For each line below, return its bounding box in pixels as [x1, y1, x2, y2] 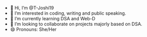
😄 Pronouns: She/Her [10, 26, 57, 32]
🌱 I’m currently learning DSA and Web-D [10, 16, 96, 21]
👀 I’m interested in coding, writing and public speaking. [10, 10, 127, 16]
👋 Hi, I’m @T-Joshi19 [10, 5, 54, 11]
